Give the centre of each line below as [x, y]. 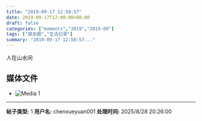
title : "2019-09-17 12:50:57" [44, 12]
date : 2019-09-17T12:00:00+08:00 [48, 17]
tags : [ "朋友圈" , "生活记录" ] [40, 34]
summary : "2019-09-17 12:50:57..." [51, 40]
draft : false [23, 23]
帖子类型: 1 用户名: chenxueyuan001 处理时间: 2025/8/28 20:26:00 [89, 111]
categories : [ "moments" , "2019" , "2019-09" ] [60, 29]
